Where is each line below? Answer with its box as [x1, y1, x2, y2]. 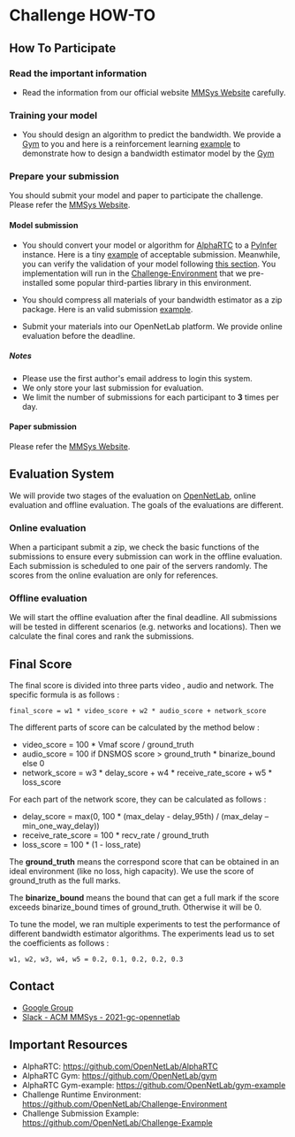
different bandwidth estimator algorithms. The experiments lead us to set [9, 928, 276, 939]
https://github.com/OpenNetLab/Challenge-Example [21, 1117, 214, 1128]
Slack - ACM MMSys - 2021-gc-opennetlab [21, 1011, 181, 1022]
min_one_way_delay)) [21, 820, 100, 832]
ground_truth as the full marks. [9, 875, 121, 886]
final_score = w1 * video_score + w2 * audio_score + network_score [9, 707, 267, 716]
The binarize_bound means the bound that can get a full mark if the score [9, 893, 280, 903]
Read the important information [9, 67, 147, 80]
